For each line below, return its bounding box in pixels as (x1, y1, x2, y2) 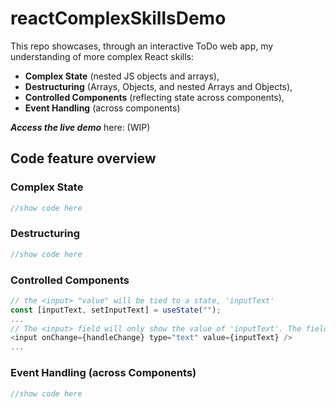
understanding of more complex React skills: (10, 50, 194, 62)
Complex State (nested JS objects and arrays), (24, 70, 220, 82)
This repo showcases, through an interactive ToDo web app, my (10, 40, 274, 52)
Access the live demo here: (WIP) (10, 121, 151, 133)
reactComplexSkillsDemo (10, 7, 227, 30)
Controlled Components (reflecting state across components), (24, 91, 285, 103)
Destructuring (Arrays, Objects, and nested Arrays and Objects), (24, 80, 293, 92)
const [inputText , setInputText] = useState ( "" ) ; (10, 305, 222, 315)
